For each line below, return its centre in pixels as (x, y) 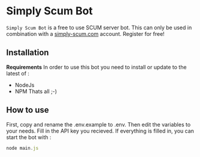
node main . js (22, 148)
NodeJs (25, 85)
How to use (28, 110)
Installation (28, 53)
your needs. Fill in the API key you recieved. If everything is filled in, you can (100, 131)
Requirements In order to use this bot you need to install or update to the (96, 67)
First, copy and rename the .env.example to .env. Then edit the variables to (99, 124)
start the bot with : (29, 137)
